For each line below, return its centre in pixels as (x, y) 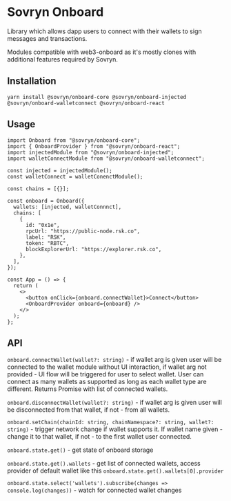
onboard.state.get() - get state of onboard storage (80, 450)
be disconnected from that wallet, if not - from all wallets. (89, 410)
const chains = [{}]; (38, 189)
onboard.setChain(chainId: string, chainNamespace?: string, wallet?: (111, 423)
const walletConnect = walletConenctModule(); (75, 176)
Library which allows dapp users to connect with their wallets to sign (104, 31)
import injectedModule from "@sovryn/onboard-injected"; (91, 152)
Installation (32, 81)
